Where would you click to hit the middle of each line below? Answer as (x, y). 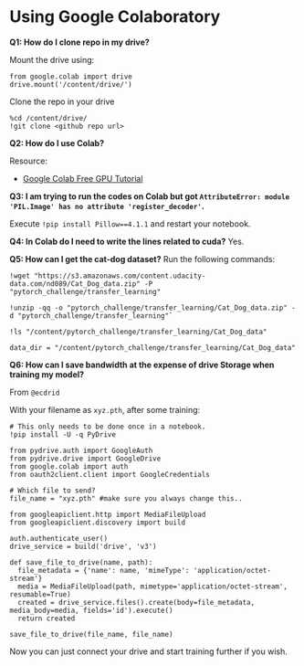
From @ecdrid (35, 392)
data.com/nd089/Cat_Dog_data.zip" (75, 284)
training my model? (47, 374)
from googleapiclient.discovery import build (97, 523)
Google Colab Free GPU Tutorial (83, 178)
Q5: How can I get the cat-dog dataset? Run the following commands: (142, 259)
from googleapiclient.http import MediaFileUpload (108, 514)
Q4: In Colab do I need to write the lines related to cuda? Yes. (127, 241)
